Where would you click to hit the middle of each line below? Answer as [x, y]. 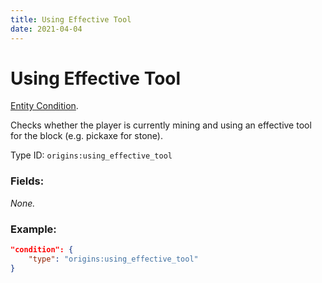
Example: [33, 229]
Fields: [27, 181]
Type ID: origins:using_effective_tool [91, 155]
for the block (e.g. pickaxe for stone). [86, 136]
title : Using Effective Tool [71, 19]
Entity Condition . [44, 106]
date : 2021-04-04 [46, 29]
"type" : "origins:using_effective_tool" [113, 259]
